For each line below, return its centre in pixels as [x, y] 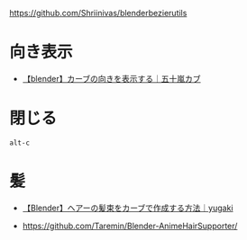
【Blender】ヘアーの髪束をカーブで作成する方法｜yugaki [128, 208]
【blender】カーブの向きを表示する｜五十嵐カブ [111, 78]
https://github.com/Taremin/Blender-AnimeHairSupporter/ [130, 226]
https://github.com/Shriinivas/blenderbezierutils [98, 13]
